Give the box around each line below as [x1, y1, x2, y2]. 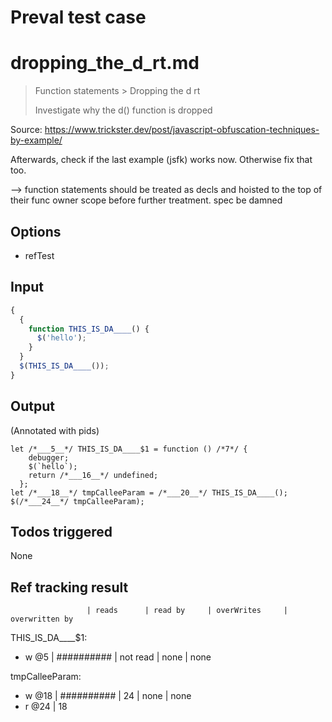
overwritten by [10, 614, 74, 625]
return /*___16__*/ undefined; [28, 470, 159, 480]
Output [10, 398, 55, 415]
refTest [24, 249, 55, 261]
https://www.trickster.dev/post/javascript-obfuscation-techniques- [44, 124, 320, 136]
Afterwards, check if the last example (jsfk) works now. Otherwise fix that [10, 154, 313, 166]
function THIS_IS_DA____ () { [28, 324, 150, 334]
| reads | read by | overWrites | [86, 606, 288, 616]
